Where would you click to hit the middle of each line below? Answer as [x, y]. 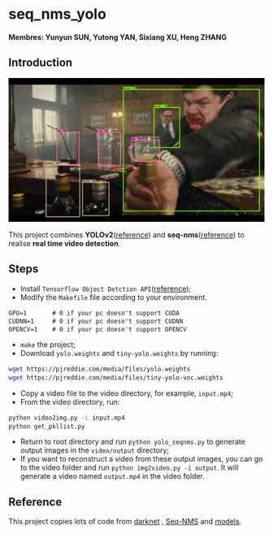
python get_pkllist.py [47, 426]
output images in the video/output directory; [95, 450]
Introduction [41, 63]
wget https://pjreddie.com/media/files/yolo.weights [100, 369]
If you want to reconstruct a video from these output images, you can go [141, 459]
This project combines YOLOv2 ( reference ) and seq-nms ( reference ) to [127, 235]
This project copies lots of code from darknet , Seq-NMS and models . [125, 522]
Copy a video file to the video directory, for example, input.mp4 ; [127, 393]
